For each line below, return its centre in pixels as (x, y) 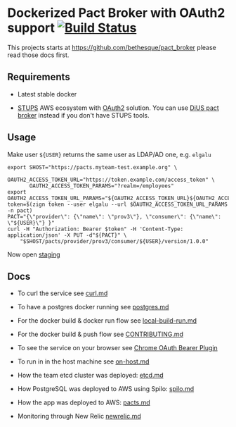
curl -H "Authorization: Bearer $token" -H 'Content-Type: (96, 229)
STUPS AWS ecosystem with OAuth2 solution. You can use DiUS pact (118, 108)
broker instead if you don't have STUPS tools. (83, 115)
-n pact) (20, 210)
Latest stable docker (47, 94)
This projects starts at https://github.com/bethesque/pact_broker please (112, 47)
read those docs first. (38, 55)
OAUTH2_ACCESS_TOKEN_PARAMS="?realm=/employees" (101, 186)
